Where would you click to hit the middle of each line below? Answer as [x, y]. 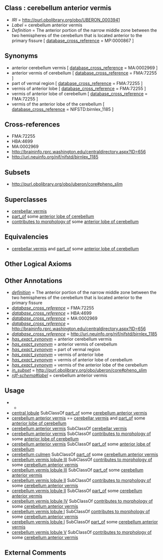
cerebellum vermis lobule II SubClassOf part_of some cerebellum [77, 491]
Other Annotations [33, 280]
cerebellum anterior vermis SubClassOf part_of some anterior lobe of [81, 444]
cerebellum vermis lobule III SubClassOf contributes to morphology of [82, 459]
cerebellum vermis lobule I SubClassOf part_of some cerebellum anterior [85, 521]
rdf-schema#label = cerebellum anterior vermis [60, 375]
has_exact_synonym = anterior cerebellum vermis [62, 339]
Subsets [17, 172]
